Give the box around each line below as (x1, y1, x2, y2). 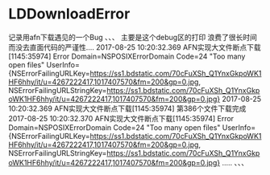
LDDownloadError (8, 5, 131, 23)
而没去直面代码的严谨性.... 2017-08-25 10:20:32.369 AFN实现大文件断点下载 (8, 42, 261, 52)
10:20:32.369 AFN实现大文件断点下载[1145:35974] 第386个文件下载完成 (8, 104, 247, 113)
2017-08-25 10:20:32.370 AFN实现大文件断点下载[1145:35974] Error (8, 113, 235, 123)
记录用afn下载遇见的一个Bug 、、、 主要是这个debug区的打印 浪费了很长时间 (8, 32, 258, 42)
